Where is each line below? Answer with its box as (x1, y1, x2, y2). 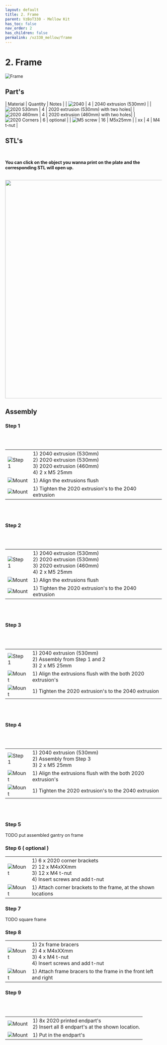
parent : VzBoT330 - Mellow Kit (5, 16, 70, 21)
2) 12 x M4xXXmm (31, 863, 77, 870)
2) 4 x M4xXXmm (32, 947, 74, 954)
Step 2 (5, 522, 21, 529)
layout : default (5, 7, 39, 12)
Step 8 (5, 929, 21, 936)
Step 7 (5, 905, 21, 912)
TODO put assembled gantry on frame (5, 832, 83, 838)
